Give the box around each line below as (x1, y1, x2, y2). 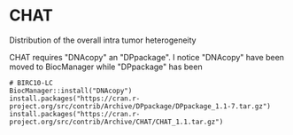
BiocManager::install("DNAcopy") (9, 86, 133, 95)
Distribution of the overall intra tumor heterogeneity (9, 35, 197, 45)
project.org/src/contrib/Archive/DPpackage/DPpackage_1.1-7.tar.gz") (9, 101, 272, 111)
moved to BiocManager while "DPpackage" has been (9, 61, 203, 72)
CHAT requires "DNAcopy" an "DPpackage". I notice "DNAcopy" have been (9, 52, 285, 62)
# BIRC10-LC (9, 78, 53, 87)
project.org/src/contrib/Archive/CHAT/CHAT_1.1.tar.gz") (9, 117, 224, 126)
